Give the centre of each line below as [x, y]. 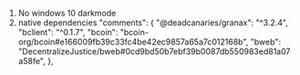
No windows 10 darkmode [67, 13]
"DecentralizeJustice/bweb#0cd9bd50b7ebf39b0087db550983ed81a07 [154, 52]
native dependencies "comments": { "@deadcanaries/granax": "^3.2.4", [153, 23]
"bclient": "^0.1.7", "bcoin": [68, 32]
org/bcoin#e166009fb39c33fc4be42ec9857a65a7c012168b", [133, 42]
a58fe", [31, 61]
